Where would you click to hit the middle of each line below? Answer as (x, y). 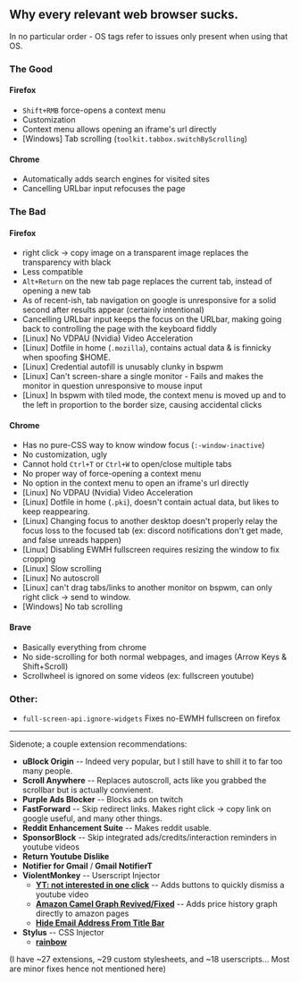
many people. (47, 770)
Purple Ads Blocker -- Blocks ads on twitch (102, 799)
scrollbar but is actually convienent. (87, 790)
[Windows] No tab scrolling (72, 606)
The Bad (28, 212)
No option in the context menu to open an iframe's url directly (135, 483)
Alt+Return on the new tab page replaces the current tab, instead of (147, 282)
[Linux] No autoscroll (61, 578)
